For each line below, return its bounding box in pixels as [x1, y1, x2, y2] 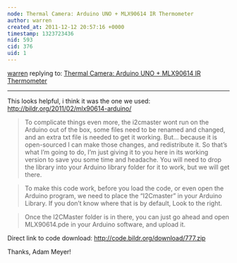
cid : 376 [7, 43, 33, 50]
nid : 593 [7, 37, 33, 44]
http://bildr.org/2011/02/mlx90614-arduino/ [7, 104, 132, 113]
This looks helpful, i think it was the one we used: [7, 97, 150, 105]
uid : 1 [7, 50, 27, 57]
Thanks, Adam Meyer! [7, 247, 72, 256]
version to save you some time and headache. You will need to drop [24, 155, 222, 164]
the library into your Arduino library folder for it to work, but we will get [24, 163, 230, 171]
